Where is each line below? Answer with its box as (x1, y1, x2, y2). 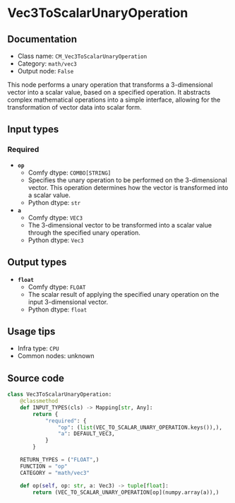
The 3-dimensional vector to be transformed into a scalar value (28, 220, 212, 229)
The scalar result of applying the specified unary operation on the (28, 290, 219, 298)
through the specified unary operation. (28, 228, 141, 237)
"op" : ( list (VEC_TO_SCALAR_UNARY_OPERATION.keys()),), (57, 424, 222, 431)
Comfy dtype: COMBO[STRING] (28, 168, 112, 177)
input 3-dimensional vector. (28, 297, 109, 306)
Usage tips (7, 325, 56, 337)
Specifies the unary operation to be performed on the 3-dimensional (28, 175, 227, 184)
